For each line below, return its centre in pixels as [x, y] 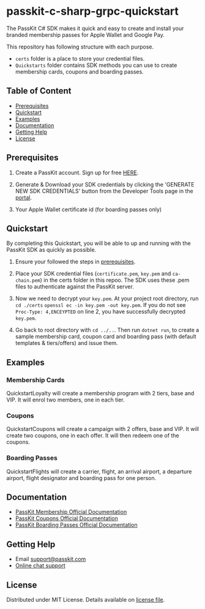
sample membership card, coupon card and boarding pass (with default [106, 336]
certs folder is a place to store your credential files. [80, 58]
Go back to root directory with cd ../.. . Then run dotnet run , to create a [107, 330]
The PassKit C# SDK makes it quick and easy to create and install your [95, 28]
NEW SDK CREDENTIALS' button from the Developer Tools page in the [104, 191]
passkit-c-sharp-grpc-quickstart [92, 11]
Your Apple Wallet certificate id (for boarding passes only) [88, 209]
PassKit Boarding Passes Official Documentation [76, 525]
